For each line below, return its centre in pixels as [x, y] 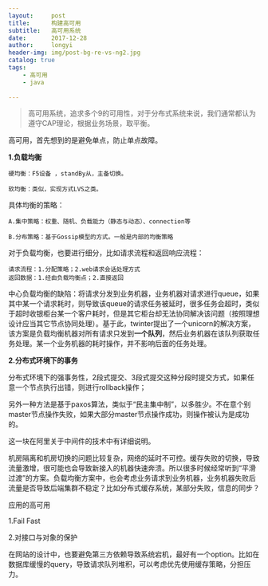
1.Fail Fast [24, 521]
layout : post [37, 16]
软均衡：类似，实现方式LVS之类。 [55, 189]
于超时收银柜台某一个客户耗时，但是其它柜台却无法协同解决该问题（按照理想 [134, 314]
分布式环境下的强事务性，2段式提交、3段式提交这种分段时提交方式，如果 [128, 378]
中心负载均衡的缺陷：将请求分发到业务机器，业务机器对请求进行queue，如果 [134, 294]
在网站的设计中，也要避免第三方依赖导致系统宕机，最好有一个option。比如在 [134, 554]
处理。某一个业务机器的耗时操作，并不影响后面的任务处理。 [113, 344]
